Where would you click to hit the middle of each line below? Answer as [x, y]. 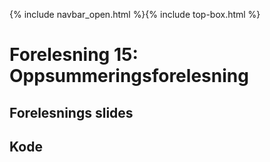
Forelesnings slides [71, 112]
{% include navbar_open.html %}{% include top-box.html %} [135, 14]
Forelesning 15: [74, 55]
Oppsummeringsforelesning [129, 76]
